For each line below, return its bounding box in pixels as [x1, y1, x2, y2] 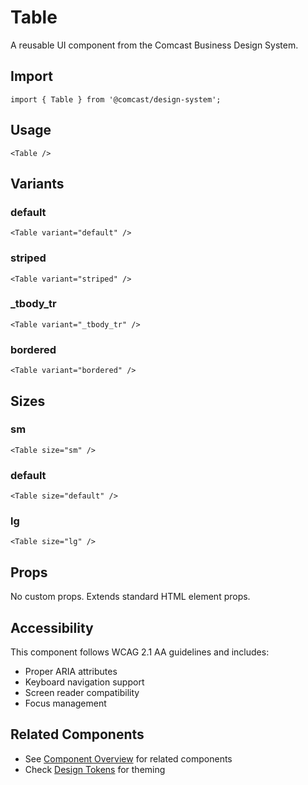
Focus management [24, 697, 107, 710]
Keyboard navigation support [24, 676, 145, 688]
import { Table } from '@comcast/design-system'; [10, 94, 222, 105]
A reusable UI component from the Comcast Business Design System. [10, 39, 299, 51]
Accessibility [10, 619, 94, 636]
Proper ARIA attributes [24, 666, 118, 678]
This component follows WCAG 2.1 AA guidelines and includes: [10, 646, 270, 658]
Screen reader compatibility [24, 687, 140, 699]
